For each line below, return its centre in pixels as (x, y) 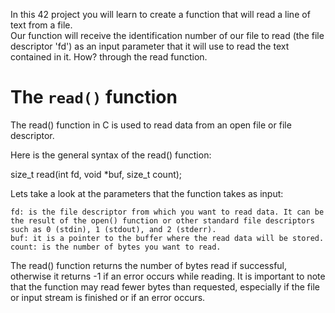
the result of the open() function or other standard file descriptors (162, 220)
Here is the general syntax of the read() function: (111, 155)
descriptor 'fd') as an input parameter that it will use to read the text (150, 46)
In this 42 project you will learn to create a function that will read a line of (160, 14)
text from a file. (41, 25)
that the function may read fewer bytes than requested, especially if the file (165, 286)
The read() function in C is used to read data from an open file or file (151, 125)
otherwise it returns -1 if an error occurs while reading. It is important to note (168, 276)
